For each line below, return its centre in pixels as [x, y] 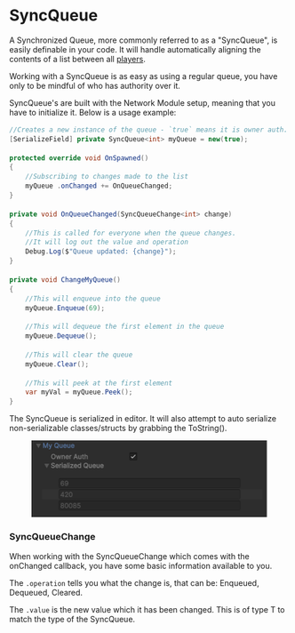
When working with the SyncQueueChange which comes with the [130, 556]
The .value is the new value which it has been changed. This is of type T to [147, 609]
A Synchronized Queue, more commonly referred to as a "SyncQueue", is [144, 40]
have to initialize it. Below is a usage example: [93, 112]
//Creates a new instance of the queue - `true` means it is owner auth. [149, 130]
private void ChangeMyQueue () [65, 280]
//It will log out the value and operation [107, 242]
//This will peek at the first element [99, 383]
